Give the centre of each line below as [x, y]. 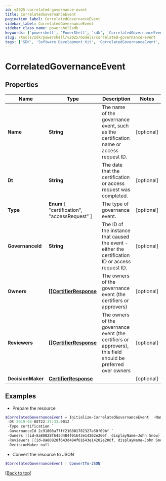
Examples [21, 396]
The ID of [113, 224]
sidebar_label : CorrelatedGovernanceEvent [49, 24]
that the [111, 171]
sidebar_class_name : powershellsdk [42, 28]
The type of [115, 204]
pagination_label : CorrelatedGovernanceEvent [53, 19]
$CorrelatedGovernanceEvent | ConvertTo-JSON [53, 463]
